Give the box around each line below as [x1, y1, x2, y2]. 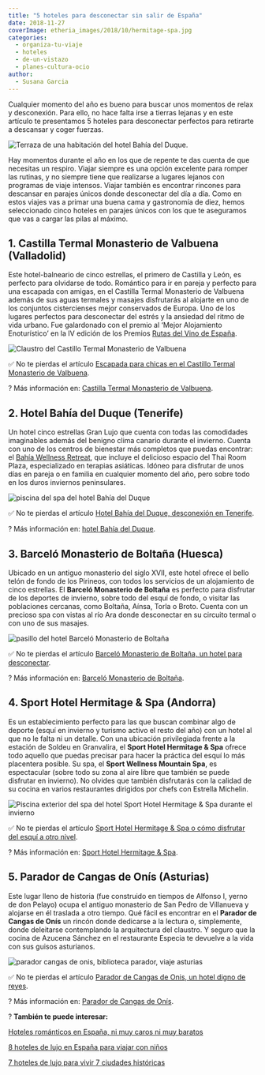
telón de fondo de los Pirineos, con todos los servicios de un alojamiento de [8, 576, 255, 585]
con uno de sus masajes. [8, 618, 89, 628]
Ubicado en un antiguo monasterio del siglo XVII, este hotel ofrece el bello [8, 568, 250, 577]
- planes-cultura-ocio [15, 63, 90, 71]
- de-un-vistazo [15, 56, 69, 64]
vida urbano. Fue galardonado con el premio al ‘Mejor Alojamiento [8, 321, 222, 330]
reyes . [8, 981, 29, 990]
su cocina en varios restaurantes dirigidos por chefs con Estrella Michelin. [8, 784, 248, 794]
